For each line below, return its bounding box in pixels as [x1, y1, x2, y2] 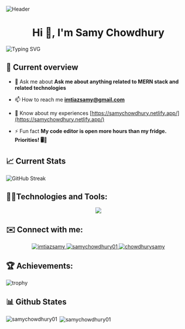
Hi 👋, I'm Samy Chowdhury [32, 26, 165, 39]
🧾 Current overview [6, 62, 78, 73]
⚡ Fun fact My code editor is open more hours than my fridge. [14, 127, 167, 134]
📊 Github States [6, 297, 67, 307]
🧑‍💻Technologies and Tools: [6, 191, 108, 202]
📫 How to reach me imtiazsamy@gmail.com [14, 96, 125, 103]
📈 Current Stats [6, 156, 66, 167]
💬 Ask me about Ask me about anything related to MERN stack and [14, 78, 179, 85]
